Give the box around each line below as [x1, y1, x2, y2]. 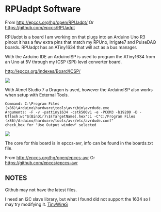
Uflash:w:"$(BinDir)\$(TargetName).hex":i [5, 114, 92, 119]
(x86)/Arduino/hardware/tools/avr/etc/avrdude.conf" [5, 118, 114, 123]
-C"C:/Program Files [94, 114, 136, 119]
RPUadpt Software [5, 3, 81, 15]
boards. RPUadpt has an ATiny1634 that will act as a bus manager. [5, 44, 137, 50]
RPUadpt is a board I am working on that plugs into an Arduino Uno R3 [5, 34, 145, 40]
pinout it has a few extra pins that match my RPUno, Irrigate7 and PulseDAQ [5, 39, 156, 45]
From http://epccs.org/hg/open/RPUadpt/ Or [5, 19, 94, 25]
